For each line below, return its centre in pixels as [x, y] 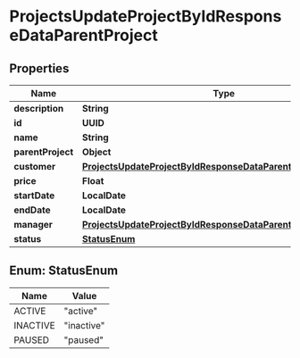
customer [35, 167]
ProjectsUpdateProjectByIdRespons [146, 17]
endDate [32, 210]
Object [96, 152]
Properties [39, 68]
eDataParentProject [84, 35]
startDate [34, 196]
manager [33, 225]
